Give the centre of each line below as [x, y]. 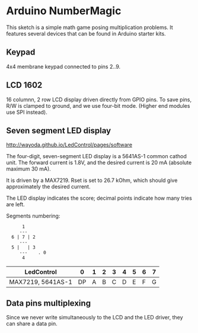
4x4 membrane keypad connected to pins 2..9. [63, 66]
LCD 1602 [24, 85]
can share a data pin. [32, 324]
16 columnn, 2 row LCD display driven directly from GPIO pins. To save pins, [99, 100]
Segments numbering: [33, 216]
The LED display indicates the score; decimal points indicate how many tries [99, 198]
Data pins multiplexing [48, 303]
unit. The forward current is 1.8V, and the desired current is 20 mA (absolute [99, 163]
